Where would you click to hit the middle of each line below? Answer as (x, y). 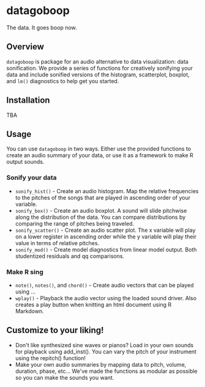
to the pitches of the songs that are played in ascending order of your (103, 197)
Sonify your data (32, 178)
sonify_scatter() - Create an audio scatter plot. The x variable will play (105, 230)
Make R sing (25, 271)
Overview (25, 47)
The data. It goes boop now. (42, 28)
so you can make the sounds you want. (65, 377)
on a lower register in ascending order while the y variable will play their (106, 237)
